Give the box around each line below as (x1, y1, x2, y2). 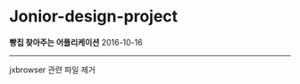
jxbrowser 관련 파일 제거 (9, 64, 96, 75)
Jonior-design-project (9, 6, 179, 27)
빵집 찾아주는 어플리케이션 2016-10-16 (9, 37, 143, 47)
